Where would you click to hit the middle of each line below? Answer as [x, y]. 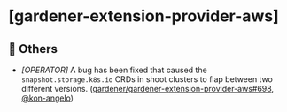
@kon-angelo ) [47, 98]
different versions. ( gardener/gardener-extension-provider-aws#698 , [147, 89]
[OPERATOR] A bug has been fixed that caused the [114, 70]
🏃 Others [33, 49]
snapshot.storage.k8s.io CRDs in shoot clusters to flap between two [147, 79]
